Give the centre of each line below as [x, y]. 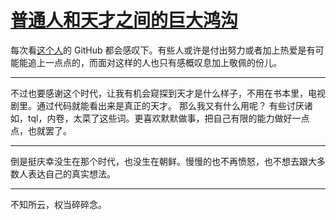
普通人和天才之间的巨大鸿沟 [124, 20]
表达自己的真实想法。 [71, 173]
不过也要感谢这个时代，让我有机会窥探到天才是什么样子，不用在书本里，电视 [168, 93]
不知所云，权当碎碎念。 [58, 204]
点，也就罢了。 [41, 130]
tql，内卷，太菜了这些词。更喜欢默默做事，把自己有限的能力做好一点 [168, 118]
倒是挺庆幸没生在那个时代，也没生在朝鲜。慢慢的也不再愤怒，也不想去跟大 [163, 161]
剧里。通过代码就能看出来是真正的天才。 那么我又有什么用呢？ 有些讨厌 [157, 105]
